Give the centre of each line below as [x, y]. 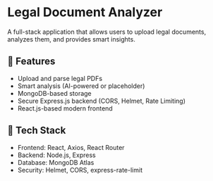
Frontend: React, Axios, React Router [71, 147]
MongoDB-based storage [54, 93]
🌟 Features [31, 62]
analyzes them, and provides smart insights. [71, 39]
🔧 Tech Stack [37, 131]
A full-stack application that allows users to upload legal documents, [107, 32]
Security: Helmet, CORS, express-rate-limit [80, 170]
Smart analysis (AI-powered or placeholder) [81, 86]
